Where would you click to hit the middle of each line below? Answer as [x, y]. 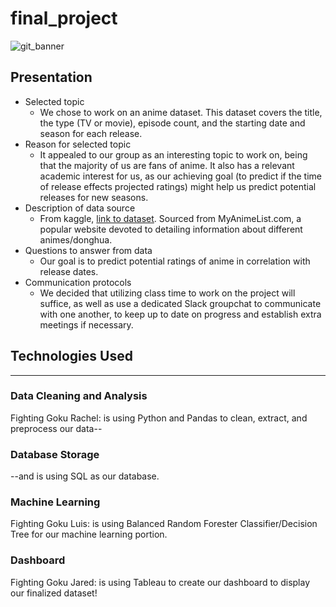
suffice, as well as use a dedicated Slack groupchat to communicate [180, 303]
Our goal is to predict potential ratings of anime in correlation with [175, 261]
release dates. [69, 271]
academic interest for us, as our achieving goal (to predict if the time [181, 176]
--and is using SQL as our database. [85, 476]
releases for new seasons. [94, 197]
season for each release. [91, 133]
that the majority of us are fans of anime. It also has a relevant [167, 165]
